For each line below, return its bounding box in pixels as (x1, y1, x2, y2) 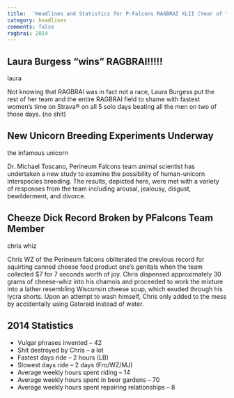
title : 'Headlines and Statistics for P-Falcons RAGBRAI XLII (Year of (7, 10, 223, 17)
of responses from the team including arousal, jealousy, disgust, (7, 184, 192, 193)
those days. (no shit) (7, 110, 66, 119)
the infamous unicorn (7, 148, 68, 157)
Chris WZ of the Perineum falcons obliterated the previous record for (7, 255, 205, 263)
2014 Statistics (7, 320, 74, 332)
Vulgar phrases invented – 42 (17, 338, 102, 346)
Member (7, 223, 45, 235)
